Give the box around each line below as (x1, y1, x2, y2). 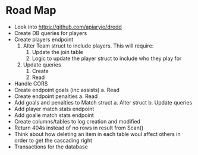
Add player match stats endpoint (14, 105, 95, 112)
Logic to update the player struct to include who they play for (32, 55, 182, 62)
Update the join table (32, 48, 84, 55)
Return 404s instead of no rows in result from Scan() (14, 124, 144, 131)
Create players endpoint (14, 36, 74, 43)
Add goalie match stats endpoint (14, 111, 95, 119)
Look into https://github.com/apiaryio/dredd (14, 23, 122, 30)
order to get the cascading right (14, 137, 93, 144)
